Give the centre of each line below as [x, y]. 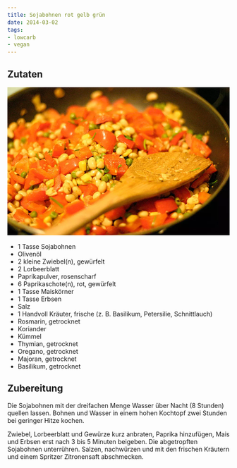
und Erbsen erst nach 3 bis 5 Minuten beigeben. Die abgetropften [103, 441]
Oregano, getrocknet [48, 351]
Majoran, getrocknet [47, 359]
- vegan [19, 45]
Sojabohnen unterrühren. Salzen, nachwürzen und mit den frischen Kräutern [119, 449]
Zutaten [25, 74]
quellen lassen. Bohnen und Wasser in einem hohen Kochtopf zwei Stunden [117, 413]
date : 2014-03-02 [33, 22]
